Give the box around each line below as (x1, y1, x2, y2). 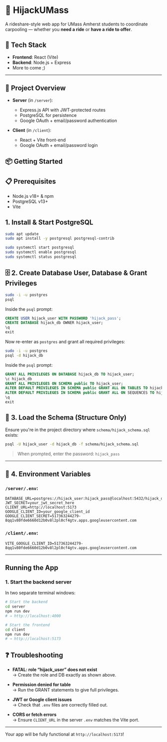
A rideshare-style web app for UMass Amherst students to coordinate (5, 21, 148, 27)
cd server (5, 604, 26, 609)
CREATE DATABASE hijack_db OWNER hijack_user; (5, 320, 103, 325)
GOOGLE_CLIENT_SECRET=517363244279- (5, 514, 81, 519)
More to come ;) (12, 64, 46, 70)
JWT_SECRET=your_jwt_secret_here (5, 501, 75, 506)
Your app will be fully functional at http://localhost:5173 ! (5, 732, 124, 738)
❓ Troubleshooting (5, 651, 63, 659)
